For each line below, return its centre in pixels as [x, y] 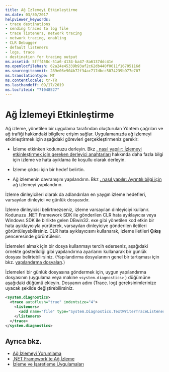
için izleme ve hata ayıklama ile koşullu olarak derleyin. [69, 160]
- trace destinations [28, 24]
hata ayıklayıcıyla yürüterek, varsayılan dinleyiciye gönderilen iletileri [76, 226]
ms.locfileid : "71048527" [32, 90]
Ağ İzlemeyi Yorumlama [37, 353]
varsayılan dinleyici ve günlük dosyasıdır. [48, 200]
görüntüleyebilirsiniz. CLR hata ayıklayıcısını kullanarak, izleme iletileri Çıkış [83, 231]
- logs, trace [20, 52]
